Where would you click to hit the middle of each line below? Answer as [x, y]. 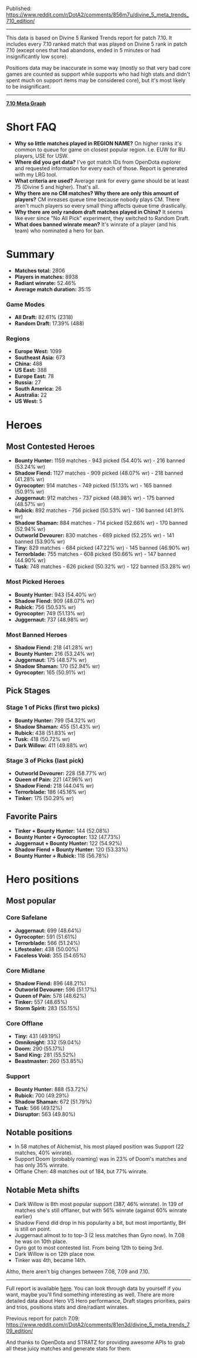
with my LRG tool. [36, 174]
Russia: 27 [28, 382]
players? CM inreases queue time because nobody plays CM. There [97, 199]
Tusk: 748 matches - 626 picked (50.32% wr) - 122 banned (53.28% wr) [102, 567]
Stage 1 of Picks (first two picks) [53, 707]
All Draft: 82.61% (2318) [44, 317]
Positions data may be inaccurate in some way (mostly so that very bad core [98, 68]
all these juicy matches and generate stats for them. [69, 1349]
